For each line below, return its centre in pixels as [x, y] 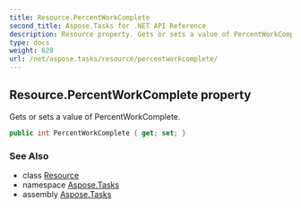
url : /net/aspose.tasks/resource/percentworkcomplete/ [114, 59]
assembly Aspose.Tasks [67, 194]
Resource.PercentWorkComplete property [130, 95]
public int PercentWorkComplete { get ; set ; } [98, 133]
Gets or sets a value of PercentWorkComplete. [95, 116]
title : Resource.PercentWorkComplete [80, 17]
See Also [29, 155]
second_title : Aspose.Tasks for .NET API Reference [107, 26]
